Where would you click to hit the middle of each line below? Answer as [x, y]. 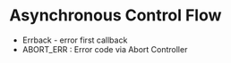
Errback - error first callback [75, 40]
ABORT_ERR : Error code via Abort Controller [105, 49]
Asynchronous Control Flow [115, 16]
